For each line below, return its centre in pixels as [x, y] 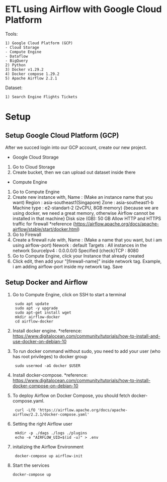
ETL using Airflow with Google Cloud [83, 9]
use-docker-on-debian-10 [39, 341]
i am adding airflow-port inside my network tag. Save [68, 266]
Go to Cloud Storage [34, 167]
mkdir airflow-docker [37, 317]
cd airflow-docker [34, 321]
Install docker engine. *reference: [47, 331]
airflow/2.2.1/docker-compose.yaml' [51, 414]
